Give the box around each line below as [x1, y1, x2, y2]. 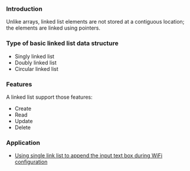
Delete [14, 124, 31, 131]
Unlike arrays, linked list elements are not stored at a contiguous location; [6, 18, 185, 25]
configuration [14, 159, 48, 166]
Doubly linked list [14, 59, 57, 66]
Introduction [6, 5, 42, 13]
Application [6, 138, 40, 147]
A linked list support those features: [6, 93, 93, 101]
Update [14, 117, 33, 124]
